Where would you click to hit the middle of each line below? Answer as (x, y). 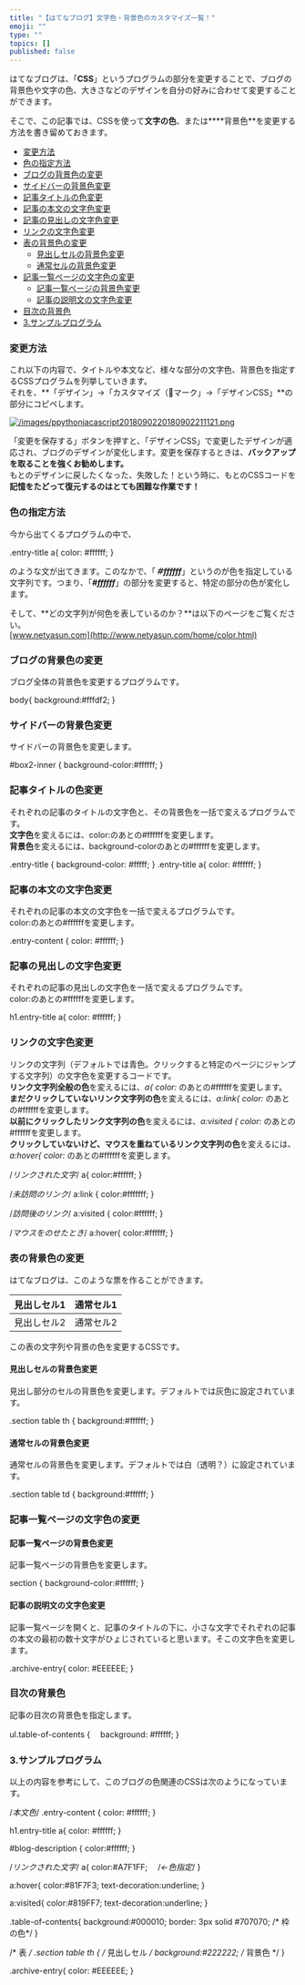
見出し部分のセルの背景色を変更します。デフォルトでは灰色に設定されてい (149, 1391)
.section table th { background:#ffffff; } (82, 1421)
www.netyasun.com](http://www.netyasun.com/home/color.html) (135, 635)
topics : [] (30, 43)
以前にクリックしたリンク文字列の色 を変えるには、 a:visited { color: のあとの (152, 1120)
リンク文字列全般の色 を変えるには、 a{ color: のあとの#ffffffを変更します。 (148, 1087)
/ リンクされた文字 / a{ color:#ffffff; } (76, 1174)
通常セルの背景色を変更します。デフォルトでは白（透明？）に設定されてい (149, 1465)
